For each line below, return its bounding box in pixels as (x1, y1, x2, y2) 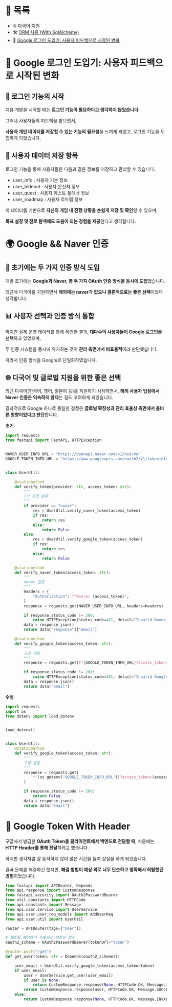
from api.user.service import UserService (5, 907, 97, 912)
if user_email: (14, 968, 47, 973)
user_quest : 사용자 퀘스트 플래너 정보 (12, 190, 90, 196)
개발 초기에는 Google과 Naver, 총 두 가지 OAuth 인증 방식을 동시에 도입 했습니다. (5, 278, 165, 284)
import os (5, 709, 27, 714)
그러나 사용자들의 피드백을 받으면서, (5, 117, 77, 123)
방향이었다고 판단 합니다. (10, 412, 59, 418)
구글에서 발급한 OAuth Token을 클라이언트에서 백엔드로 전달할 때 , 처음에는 (5, 838, 155, 844)
